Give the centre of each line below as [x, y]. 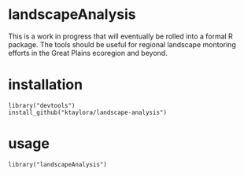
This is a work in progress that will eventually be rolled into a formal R [121, 36]
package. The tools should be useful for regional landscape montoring [122, 44]
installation [46, 85]
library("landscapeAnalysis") [58, 164]
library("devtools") [42, 105]
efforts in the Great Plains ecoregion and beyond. [88, 53]
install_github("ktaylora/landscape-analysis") [88, 112]
